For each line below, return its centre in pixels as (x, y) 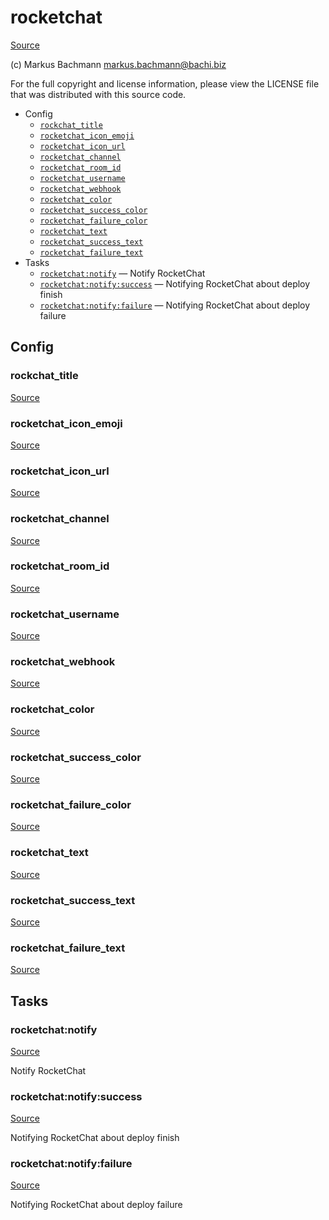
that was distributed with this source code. (98, 94)
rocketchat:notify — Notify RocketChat (122, 273)
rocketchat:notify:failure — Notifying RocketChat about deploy (175, 305)
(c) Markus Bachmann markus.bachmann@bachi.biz (118, 64)
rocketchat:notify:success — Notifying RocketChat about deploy (175, 283)
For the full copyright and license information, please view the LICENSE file (165, 83)
